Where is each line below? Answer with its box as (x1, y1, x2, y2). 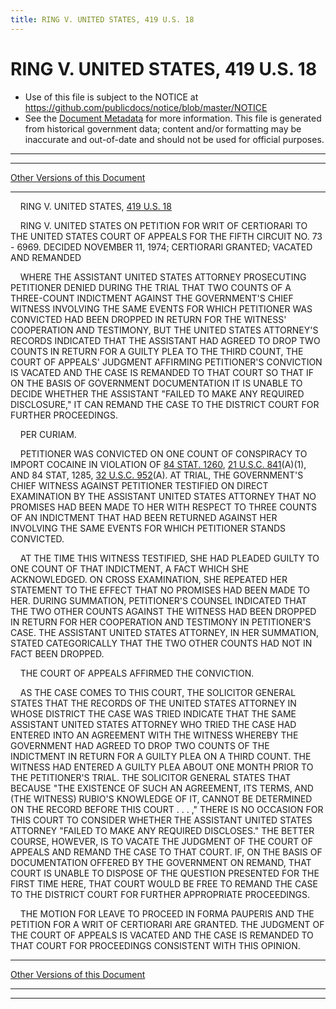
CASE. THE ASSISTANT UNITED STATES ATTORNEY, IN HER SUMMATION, (10, 626, 319, 638)
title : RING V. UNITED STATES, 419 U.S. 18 (10, 14, 195, 25)
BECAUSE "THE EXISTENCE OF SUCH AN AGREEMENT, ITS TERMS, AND (10, 782, 314, 794)
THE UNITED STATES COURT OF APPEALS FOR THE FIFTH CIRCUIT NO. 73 (10, 230, 323, 242)
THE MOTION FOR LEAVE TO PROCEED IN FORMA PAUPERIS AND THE (19, 907, 315, 920)
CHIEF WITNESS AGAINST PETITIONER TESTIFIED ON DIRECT (10, 479, 269, 491)
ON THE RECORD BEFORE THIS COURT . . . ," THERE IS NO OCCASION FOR (10, 803, 324, 815)
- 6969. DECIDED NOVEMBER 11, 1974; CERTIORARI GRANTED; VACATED (10, 241, 313, 253)
